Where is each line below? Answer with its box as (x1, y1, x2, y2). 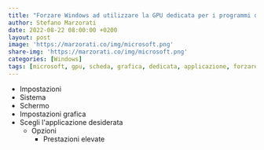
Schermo (19, 101, 49, 110)
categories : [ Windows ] (8, 56, 82, 64)
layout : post (8, 33, 51, 42)
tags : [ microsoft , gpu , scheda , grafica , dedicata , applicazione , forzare (8, 63, 258, 71)
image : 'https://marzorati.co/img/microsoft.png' (8, 41, 174, 49)
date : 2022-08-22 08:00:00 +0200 (8, 26, 118, 34)
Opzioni (31, 126, 57, 135)
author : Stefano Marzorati (8, 19, 97, 27)
